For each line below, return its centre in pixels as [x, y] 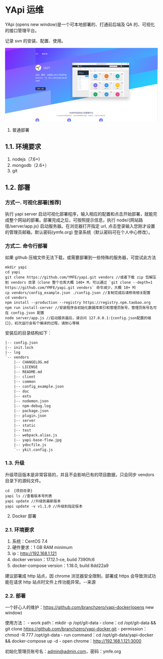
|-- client [25, 377]
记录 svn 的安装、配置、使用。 [35, 41]
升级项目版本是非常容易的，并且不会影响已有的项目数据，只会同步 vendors [80, 475]
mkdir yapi [16, 267]
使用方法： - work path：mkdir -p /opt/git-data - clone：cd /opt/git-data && [81, 623]
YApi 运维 [24, 10]
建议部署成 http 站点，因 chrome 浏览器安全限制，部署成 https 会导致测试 [78, 576]
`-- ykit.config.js [33, 450]
